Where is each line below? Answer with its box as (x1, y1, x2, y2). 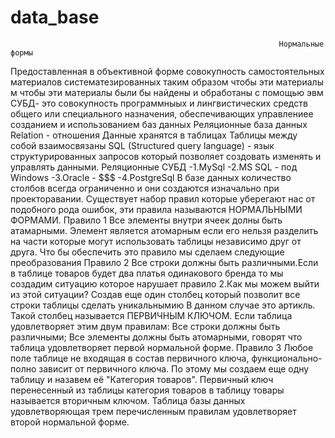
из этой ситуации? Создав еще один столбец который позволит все (10, 288, 301, 300)
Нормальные (278, 39, 325, 49)
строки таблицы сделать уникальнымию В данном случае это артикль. (10, 299, 316, 311)
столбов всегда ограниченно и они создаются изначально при (10, 182, 280, 194)
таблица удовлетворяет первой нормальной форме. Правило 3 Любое (10, 341, 314, 353)
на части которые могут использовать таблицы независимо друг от (10, 235, 302, 247)
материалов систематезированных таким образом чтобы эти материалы (10, 76, 324, 88)
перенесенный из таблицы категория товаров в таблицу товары (10, 384, 285, 396)
